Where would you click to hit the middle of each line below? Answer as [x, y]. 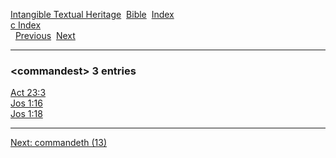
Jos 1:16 [26, 103]
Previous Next [45, 35]
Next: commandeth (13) [58, 143]
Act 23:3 [28, 93]
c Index [26, 25]
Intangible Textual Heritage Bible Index [92, 14]
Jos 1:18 [26, 114]
